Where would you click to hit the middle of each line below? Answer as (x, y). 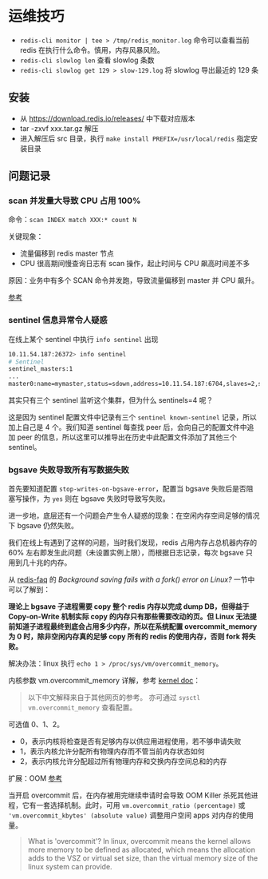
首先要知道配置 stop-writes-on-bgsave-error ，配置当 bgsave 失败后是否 (128, 489)
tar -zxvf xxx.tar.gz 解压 (59, 128)
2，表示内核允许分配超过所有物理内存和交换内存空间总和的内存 (123, 762)
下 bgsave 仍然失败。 (43, 526)
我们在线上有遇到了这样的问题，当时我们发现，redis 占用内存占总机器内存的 (133, 543)
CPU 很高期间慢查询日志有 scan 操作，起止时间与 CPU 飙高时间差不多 (135, 264)
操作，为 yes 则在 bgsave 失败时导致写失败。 (96, 499)
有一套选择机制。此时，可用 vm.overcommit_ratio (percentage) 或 (137, 805)
